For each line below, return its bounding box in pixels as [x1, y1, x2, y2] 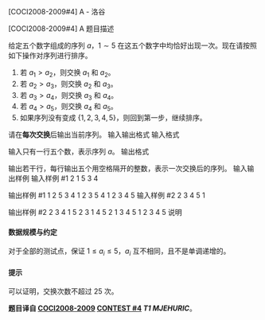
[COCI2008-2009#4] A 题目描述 [8, 24, 115, 33]
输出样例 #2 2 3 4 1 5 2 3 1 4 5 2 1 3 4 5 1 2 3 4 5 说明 [8, 208, 182, 217]
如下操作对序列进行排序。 [8, 51, 92, 60]
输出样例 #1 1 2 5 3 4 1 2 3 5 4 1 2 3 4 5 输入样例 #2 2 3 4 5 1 [8, 190, 205, 201]
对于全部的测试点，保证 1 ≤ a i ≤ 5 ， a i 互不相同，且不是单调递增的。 [8, 246, 231, 258]
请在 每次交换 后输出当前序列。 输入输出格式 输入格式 [8, 130, 180, 139]
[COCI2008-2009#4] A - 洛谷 [8, 7, 106, 16]
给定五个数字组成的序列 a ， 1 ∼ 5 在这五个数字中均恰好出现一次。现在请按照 [8, 41, 257, 50]
